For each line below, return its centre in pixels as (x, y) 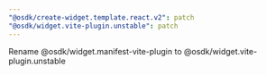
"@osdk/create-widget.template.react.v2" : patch (101, 17)
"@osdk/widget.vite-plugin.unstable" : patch (93, 26)
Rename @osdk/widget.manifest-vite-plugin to (95, 51)
